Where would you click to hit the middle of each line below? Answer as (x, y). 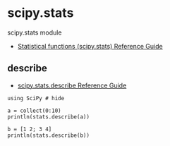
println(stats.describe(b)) (49, 135)
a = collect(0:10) (34, 111)
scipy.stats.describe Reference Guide (72, 85)
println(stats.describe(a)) (49, 117)
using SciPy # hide (36, 98)
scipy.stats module (35, 32)
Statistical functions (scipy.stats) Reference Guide (90, 46)
